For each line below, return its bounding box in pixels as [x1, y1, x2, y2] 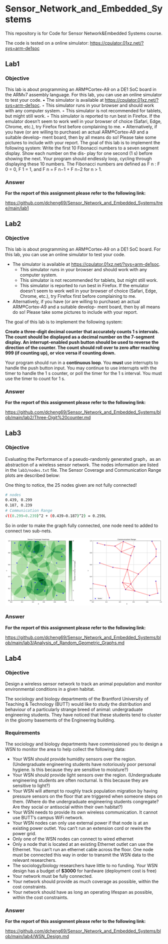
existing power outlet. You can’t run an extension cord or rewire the [12, 825, 151, 831]
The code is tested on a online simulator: [5, 40, 89, 46]
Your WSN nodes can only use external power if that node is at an [12, 820, 148, 826]
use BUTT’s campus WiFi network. [12, 814, 84, 820]
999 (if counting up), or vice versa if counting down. [5, 349, 116, 356]
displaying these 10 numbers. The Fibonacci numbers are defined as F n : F [5, 161, 160, 167]
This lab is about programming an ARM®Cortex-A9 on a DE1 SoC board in [5, 86, 156, 92]
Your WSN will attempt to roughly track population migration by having [12, 788, 158, 794]
